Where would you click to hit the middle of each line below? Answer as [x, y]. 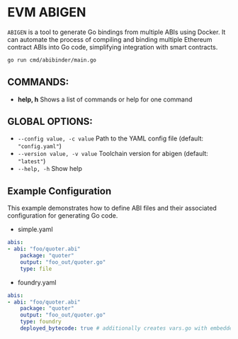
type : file [36, 269]
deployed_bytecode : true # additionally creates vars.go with [114, 328]
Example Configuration [59, 191]
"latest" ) [32, 161]
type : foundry [41, 322]
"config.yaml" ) [39, 146]
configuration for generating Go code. [63, 216]
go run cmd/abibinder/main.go [52, 60]
